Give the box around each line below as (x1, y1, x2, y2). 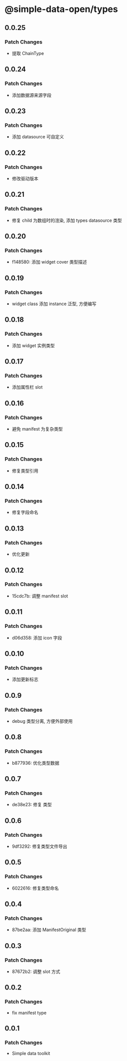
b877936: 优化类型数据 (11, 760, 59, 766)
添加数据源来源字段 (11, 92, 52, 98)
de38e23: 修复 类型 (11, 802, 52, 808)
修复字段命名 (11, 510, 38, 516)
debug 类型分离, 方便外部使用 (11, 718, 73, 724)
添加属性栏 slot (11, 384, 43, 390)
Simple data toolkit (11, 1051, 50, 1057)
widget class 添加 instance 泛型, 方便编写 (11, 301, 97, 307)
